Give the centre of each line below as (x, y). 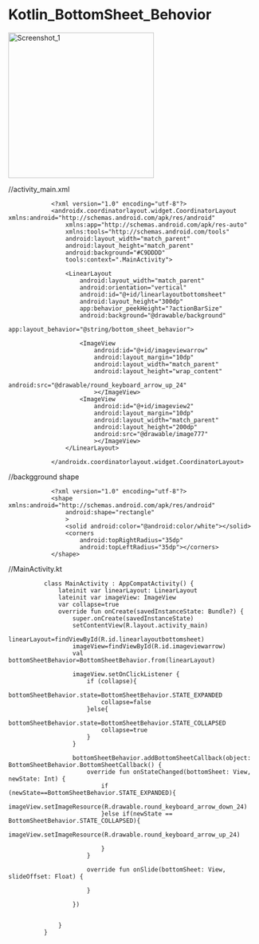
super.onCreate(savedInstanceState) (133, 618)
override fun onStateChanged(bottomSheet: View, (169, 772)
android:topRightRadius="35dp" (131, 540)
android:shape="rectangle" (110, 512)
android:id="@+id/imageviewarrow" (151, 350)
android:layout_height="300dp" (131, 301)
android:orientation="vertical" (133, 287)
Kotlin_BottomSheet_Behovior (110, 15)
